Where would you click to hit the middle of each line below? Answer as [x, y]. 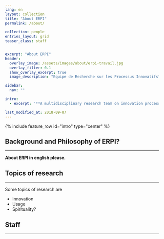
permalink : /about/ [25, 23]
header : [13, 59]
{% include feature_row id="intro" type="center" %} [58, 126]
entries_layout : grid [27, 37]
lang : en [14, 10]
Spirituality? [24, 209]
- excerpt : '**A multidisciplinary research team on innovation [76, 103]
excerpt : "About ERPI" [28, 54]
